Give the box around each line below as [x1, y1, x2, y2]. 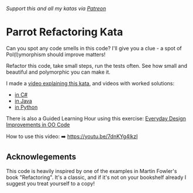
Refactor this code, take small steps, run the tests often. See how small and [6, 62, 188, 69]
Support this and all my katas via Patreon [6, 5, 106, 12]
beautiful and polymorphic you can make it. [6, 68, 111, 75]
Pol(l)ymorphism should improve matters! [6, 51, 106, 58]
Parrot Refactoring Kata [6, 26, 123, 39]
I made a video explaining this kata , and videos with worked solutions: [6, 80, 175, 87]
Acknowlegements [6, 152, 77, 162]
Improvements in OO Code [6, 121, 70, 128]
